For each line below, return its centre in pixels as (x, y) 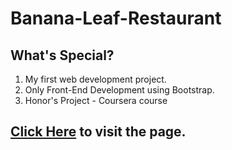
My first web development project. (95, 79)
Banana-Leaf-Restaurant (116, 18)
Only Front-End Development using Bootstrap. (119, 90)
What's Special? (62, 55)
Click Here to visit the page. (98, 132)
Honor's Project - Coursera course (96, 100)
